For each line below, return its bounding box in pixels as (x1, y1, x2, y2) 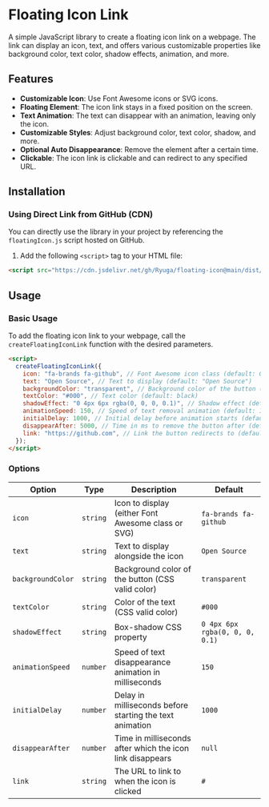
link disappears (114, 753, 172, 764)
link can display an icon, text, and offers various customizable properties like (8, 40, 261, 50)
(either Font (114, 507, 159, 518)
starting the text (114, 709, 175, 721)
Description (130, 484, 177, 495)
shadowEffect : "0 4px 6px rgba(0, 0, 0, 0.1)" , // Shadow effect (22, 399, 246, 408)
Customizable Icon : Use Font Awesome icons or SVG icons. (19, 94, 219, 103)
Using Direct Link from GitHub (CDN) (8, 209, 154, 220)
